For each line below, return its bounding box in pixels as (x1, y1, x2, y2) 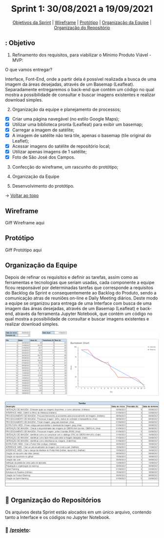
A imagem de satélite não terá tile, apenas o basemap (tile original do (12, 132, 151, 138)
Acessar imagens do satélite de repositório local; (12, 143, 111, 149)
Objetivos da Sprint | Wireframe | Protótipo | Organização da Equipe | (12, 19, 152, 25)
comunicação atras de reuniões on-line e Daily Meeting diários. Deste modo (5, 295, 158, 301)
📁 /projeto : (5, 526, 31, 533)
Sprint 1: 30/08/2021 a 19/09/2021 (11, 3, 153, 15)
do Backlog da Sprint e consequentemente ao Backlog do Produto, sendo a (5, 290, 157, 295)
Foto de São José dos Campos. (12, 154, 76, 160)
